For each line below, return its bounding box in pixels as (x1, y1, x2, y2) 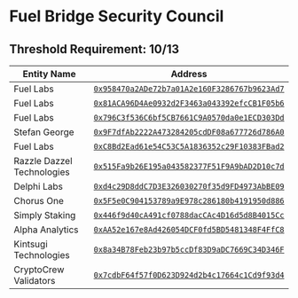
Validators (13, 275, 56, 286)
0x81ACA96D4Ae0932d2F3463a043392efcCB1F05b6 (93, 98, 285, 108)
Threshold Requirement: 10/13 (9, 42, 180, 57)
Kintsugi (13, 238, 48, 250)
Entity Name (22, 68, 76, 80)
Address (170, 68, 208, 80)
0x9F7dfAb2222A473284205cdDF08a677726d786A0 (93, 127, 285, 137)
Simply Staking (13, 209, 76, 221)
